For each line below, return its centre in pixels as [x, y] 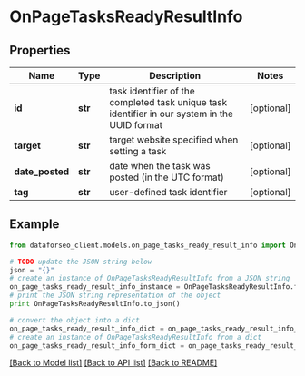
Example [34, 224]
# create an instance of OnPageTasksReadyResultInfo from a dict [135, 337]
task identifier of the [152, 91]
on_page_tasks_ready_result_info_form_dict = [97, 346]
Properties [40, 50]
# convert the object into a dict [75, 320]
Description [175, 76]
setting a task [138, 151]
